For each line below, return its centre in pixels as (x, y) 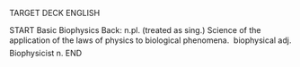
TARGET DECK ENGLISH (55, 13)
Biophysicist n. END (46, 53)
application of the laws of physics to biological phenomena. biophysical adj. (150, 40)
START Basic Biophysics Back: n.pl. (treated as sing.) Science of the (135, 30)
